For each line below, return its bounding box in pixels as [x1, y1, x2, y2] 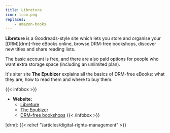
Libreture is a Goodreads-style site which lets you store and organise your [5, 35, 161, 41]
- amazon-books [14, 21, 47, 27]
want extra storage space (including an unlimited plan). [5, 61, 121, 67]
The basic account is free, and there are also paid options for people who [5, 56, 159, 62]
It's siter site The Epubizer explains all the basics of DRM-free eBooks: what [5, 71, 165, 77]
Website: [12, 96, 32, 102]
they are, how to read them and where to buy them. [5, 76, 113, 82]
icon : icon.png [5, 12, 38, 17]
